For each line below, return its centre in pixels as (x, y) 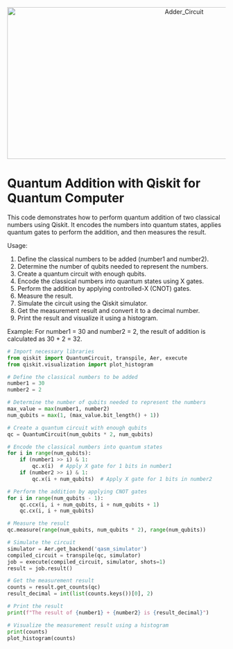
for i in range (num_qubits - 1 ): (55, 498)
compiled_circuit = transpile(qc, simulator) (74, 555)
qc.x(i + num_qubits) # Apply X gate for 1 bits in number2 (122, 479)
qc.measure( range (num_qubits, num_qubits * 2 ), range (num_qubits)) (107, 530)
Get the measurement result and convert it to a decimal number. (109, 310)
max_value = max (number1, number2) (59, 409)
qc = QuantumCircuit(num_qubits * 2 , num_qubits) (80, 434)
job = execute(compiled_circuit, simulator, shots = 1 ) (87, 562)
